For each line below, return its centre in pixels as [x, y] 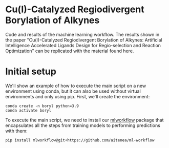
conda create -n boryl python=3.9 [42, 106]
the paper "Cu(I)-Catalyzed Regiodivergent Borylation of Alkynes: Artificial [84, 40]
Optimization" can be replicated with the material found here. [70, 51]
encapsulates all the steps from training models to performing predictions [83, 125]
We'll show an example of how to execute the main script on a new [76, 86]
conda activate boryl [28, 110]
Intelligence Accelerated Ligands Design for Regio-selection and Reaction [83, 45]
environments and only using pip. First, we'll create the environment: [78, 96]
